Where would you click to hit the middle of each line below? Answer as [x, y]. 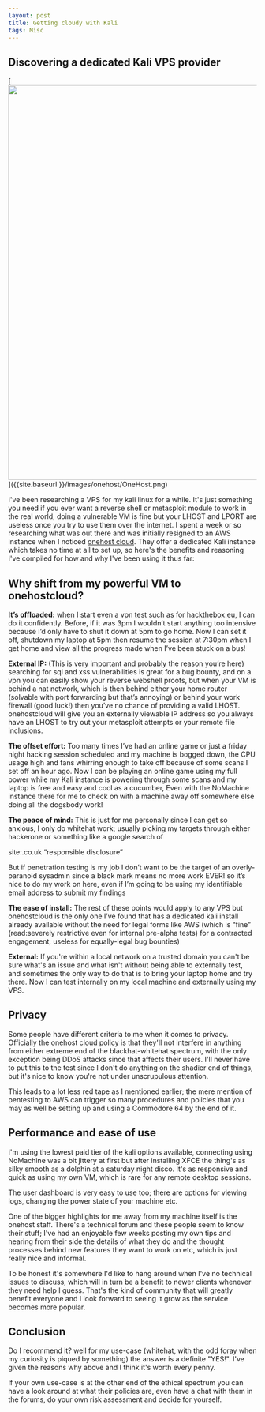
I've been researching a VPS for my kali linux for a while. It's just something [131, 500]
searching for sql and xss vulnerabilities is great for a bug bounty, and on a [130, 672]
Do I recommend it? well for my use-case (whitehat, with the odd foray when [133, 1350]
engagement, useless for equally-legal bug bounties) [94, 941]
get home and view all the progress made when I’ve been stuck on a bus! [127, 648]
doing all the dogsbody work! [56, 805]
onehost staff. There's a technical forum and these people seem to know [126, 1224]
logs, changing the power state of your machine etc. [93, 1200]
